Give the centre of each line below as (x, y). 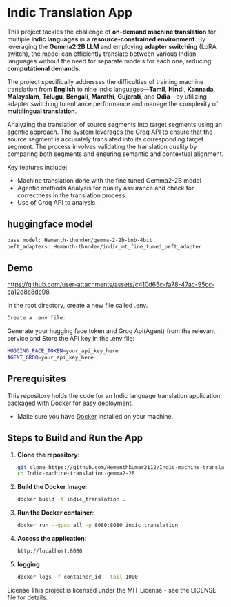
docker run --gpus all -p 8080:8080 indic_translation (98, 526)
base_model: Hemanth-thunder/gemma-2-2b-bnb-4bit (80, 240)
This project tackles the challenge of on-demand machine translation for (112, 32)
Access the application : (52, 539)
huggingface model (50, 225)
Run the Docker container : (56, 513)
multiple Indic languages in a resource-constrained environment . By (106, 39)
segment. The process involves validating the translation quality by (102, 146)
